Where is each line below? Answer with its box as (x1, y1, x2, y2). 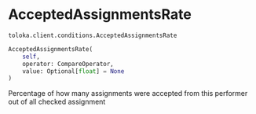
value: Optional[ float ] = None (22, 67, 125, 75)
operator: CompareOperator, (22, 60, 114, 68)
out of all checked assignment (8, 97, 106, 107)
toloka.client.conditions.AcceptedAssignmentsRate (8, 31, 177, 39)
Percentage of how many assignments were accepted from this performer (8, 89, 248, 98)
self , (22, 53, 41, 61)
